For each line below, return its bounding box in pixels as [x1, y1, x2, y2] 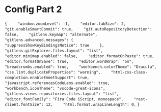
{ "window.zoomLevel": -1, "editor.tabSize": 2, [5, 21, 126, 26]
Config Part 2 [5, 4, 62, 15]
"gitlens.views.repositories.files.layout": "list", [5, 91, 119, 96]
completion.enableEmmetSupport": [5, 75, 76, 80]
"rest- [133, 96, 148, 102]
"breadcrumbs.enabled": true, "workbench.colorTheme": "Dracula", [5, 64, 157, 69]
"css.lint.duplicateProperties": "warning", [5, 69, 101, 74]
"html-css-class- [111, 69, 148, 74]
